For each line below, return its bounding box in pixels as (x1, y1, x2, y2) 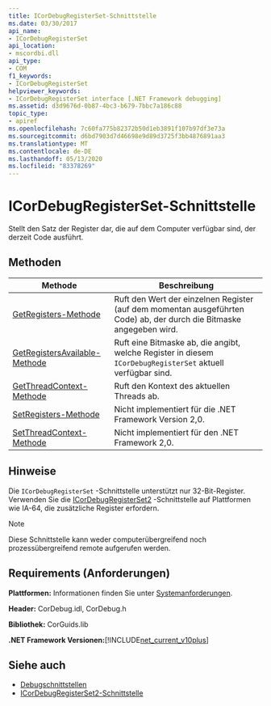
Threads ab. (114, 390, 160, 401)
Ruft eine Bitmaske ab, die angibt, (114, 336, 240, 348)
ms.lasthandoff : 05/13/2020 (8, 154, 103, 163)
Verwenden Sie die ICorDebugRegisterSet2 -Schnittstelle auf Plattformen (8, 494, 252, 504)
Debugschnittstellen (19, 680, 87, 690)
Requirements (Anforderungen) (8, 567, 171, 581)
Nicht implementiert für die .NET (114, 404, 236, 415)
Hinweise (8, 464, 56, 478)
